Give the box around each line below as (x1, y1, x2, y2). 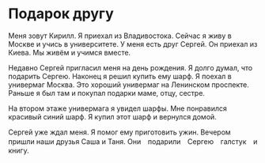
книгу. (8, 146, 29, 155)
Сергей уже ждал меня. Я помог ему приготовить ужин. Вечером (8, 127, 231, 137)
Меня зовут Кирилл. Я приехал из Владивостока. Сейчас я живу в (8, 31, 232, 40)
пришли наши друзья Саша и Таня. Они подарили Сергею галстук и (8, 136, 258, 146)
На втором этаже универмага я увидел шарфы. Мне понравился (8, 104, 228, 113)
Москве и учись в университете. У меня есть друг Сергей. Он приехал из (8, 39, 258, 48)
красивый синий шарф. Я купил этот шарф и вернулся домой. (8, 112, 218, 121)
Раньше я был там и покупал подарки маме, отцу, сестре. (8, 88, 206, 97)
